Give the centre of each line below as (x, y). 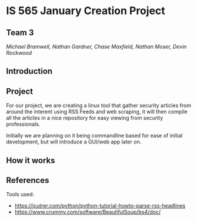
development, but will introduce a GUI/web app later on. (74, 142)
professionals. (23, 124)
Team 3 (20, 33)
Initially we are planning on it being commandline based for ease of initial (94, 136)
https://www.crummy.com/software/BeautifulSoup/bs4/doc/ (88, 212)
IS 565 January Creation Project (86, 11)
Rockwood (19, 53)
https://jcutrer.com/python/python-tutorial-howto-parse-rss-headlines (100, 206)
